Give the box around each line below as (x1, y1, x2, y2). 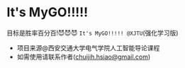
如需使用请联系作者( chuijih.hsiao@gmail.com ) (16, 52, 151, 61)
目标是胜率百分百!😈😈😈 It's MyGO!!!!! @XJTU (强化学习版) (6, 28, 179, 37)
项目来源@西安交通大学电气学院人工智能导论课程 (16, 43, 160, 52)
